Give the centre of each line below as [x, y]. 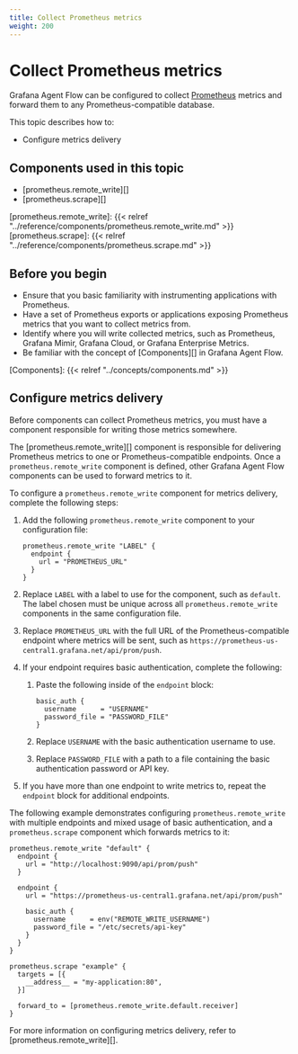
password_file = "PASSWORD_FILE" [106, 717]
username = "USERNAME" [96, 709]
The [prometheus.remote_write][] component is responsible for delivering [145, 447]
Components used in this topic [96, 168]
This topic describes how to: [62, 122]
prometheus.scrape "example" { [68, 966]
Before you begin [58, 274]
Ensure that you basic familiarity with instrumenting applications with [149, 295]
